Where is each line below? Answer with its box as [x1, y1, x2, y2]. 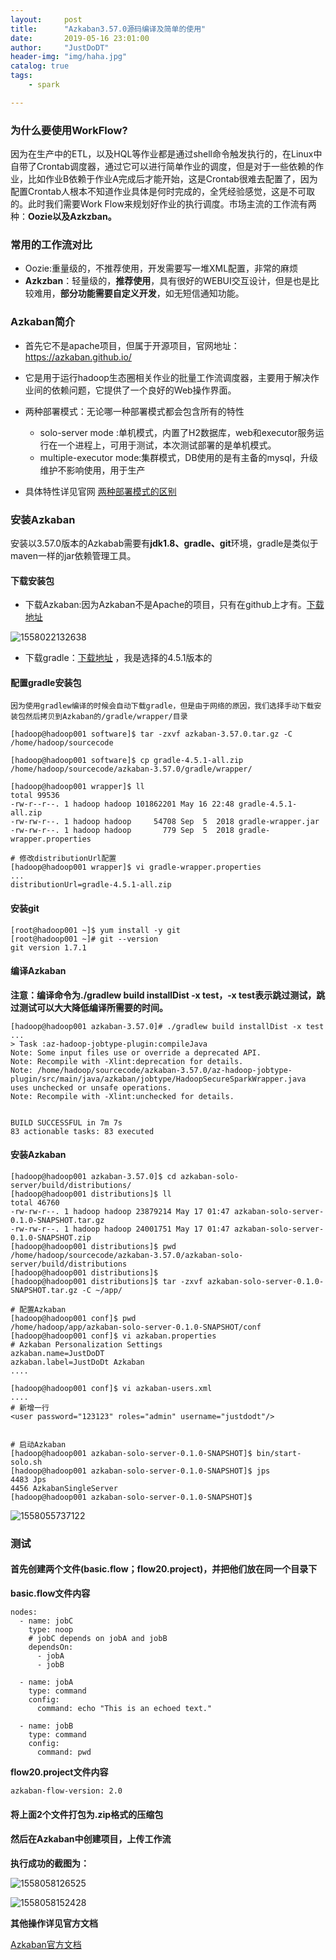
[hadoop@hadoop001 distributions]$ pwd [10, 1241, 177, 1251]
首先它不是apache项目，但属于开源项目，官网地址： [24, 339, 240, 351]
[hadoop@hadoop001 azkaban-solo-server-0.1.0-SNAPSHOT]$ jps [10, 1466, 271, 1476]
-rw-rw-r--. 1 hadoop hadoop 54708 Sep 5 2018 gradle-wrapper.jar [10, 817, 320, 827]
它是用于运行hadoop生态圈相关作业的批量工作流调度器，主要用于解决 [24, 371, 311, 383]
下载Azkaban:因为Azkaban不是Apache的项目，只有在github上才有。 [24, 599, 307, 611]
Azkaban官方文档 [10, 1938, 82, 1950]
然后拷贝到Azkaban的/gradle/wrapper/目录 [24, 712, 188, 722]
